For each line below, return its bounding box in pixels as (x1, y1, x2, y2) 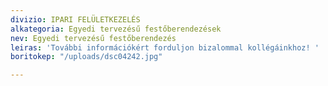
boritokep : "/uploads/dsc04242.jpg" (10, 52, 163, 62)
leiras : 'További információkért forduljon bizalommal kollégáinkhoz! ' (10, 42, 320, 53)
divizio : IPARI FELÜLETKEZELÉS (10, 14, 141, 25)
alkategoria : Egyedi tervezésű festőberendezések (10, 24, 222, 34)
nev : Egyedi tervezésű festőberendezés (10, 33, 177, 43)
